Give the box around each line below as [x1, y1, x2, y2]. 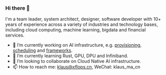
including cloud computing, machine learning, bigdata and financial [5, 27, 146, 33]
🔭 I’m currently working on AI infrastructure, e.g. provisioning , [12, 42, 142, 48]
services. [5, 32, 24, 39]
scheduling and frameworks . [12, 48, 73, 54]
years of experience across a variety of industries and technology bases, [5, 21, 158, 27]
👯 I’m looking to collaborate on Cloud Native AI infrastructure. [12, 58, 141, 64]
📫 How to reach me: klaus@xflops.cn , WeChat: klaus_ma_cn [12, 64, 141, 70]
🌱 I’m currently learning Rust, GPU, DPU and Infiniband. [12, 53, 128, 59]
